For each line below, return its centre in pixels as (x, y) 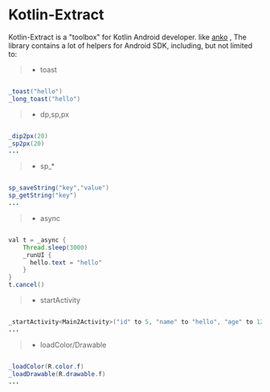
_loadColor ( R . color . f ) (46, 366)
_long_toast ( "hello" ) (45, 99)
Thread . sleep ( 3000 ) (55, 247)
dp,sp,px (55, 114)
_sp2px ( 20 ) (27, 143)
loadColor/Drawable (73, 345)
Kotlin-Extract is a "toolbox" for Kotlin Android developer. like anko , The (127, 37)
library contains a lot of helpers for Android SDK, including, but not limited (131, 45)
